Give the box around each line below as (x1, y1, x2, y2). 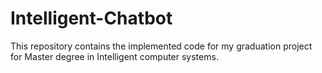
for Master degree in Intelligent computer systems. (10, 50, 219, 62)
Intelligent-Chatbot (10, 7, 173, 30)
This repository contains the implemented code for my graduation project (10, 40, 313, 52)
